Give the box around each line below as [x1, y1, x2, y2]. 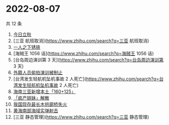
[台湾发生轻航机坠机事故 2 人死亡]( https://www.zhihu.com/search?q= [13, 76, 159, 82]
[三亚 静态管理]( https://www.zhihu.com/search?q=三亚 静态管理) [13, 114, 150, 120]
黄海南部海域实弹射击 [13, 107, 58, 113]
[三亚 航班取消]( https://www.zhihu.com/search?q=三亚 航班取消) [13, 38, 150, 44]
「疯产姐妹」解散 [13, 95, 50, 101]
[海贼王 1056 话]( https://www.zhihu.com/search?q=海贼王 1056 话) [13, 50, 154, 56]
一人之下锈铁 [13, 44, 40, 50]
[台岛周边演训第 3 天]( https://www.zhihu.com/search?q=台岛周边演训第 [13, 56, 164, 63]
